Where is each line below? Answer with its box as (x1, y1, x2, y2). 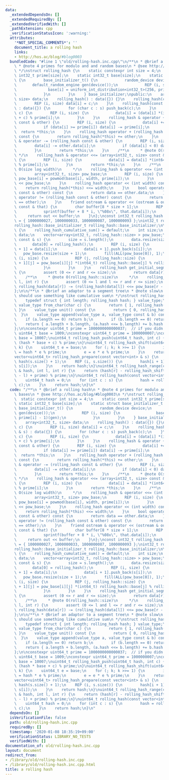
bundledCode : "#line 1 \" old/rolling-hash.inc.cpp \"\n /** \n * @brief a (10, 59, 163, 64)
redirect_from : (5, 753, 37, 758)
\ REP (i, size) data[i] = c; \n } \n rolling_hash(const (14, 101, 163, 106)
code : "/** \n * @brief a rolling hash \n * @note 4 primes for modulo (10, 387, 158, 392)
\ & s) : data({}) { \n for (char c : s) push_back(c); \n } (14, 429, 163, 434)
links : (14, 49, 28, 54)
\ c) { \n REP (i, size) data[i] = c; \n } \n (14, 425, 129, 430)
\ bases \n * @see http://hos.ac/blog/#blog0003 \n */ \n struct (14, 392, 145, 397)
